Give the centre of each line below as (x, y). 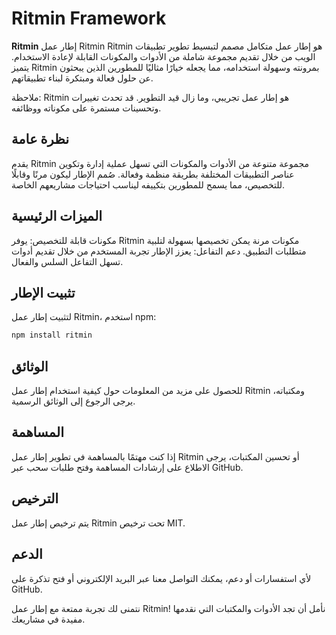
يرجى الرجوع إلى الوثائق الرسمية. (73, 401)
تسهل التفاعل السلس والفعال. (67, 261)
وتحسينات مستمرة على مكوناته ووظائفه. (86, 108)
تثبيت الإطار (43, 292)
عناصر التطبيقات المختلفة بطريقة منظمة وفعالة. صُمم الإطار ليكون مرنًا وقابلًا (153, 174)
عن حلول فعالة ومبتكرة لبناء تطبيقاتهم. (82, 78)
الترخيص (35, 498)
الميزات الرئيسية (57, 216)
